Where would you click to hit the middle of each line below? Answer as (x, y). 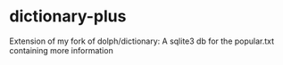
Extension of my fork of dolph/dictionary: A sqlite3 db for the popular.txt (142, 41)
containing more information (61, 50)
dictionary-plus (68, 16)
